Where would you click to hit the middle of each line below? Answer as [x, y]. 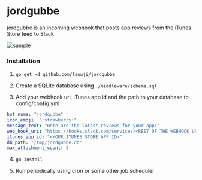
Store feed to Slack [31, 33]
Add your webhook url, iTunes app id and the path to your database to [102, 97]
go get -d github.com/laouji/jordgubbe [65, 75]
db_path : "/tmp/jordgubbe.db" [45, 142]
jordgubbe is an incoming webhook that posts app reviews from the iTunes [99, 28]
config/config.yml [37, 103]
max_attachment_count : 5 [38, 148]
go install [29, 160]
